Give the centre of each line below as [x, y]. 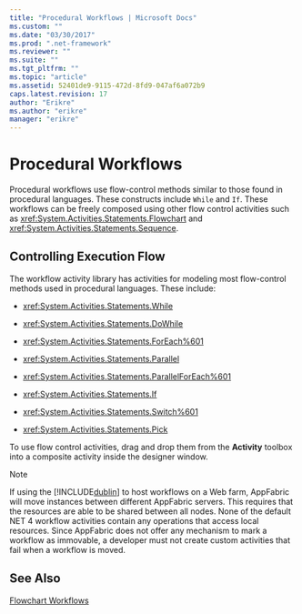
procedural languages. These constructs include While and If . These [139, 199]
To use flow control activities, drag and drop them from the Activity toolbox [151, 447]
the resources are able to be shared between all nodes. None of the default [150, 511]
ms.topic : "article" [49, 77]
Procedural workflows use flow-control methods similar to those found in [146, 190]
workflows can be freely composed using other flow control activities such [149, 209]
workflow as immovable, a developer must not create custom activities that [150, 540]
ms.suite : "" [34, 60]
